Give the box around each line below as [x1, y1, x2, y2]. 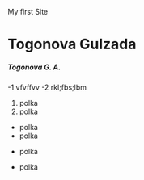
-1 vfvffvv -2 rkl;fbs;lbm [7, 82, 87, 92]
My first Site [7, 7, 49, 16]
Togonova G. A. [7, 62, 61, 72]
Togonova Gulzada [7, 36, 137, 53]
